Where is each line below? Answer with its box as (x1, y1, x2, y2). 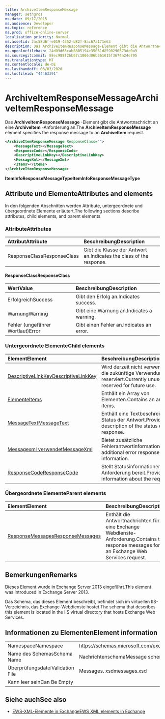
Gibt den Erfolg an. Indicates (75, 293, 140, 300)
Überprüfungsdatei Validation (7, 664, 75, 671)
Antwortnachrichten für (105, 517, 160, 524)
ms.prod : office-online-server (5, 30, 69, 35)
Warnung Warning (7, 310, 48, 317)
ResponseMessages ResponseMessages (7, 532, 101, 539)
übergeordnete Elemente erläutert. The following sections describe (5, 208, 139, 214)
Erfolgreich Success (7, 296, 53, 303)
